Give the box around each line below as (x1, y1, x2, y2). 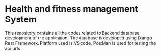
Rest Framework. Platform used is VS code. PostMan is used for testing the (5, 40, 156, 46)
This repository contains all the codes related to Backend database (5, 30, 140, 36)
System (5, 14, 37, 25)
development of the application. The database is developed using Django (5, 35, 152, 41)
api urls (5, 45, 20, 51)
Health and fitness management (5, 3, 138, 15)
